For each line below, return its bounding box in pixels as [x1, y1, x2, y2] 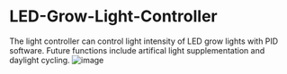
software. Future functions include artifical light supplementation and [9, 45, 265, 55]
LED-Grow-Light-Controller [9, 6, 218, 27]
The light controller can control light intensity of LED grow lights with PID [9, 36, 279, 46]
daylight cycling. [9, 54, 70, 65]
